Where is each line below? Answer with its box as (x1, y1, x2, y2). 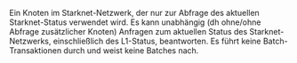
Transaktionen (9, 45, 62, 56)
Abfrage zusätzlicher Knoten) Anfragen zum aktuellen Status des (9, 27, 248, 36)
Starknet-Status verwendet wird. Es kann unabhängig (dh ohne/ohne (9, 17, 261, 28)
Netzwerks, (9, 35, 52, 46)
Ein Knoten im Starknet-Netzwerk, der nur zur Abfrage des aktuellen (9, 8, 260, 18)
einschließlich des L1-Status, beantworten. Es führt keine (52, 35, 261, 46)
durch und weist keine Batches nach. (63, 45, 199, 56)
